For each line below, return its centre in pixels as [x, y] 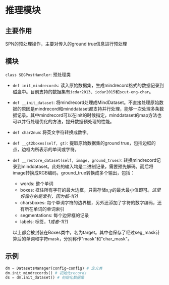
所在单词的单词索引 [44, 209]
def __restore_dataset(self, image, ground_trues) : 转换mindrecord [84, 160]
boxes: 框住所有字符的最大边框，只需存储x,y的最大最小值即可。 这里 [90, 190]
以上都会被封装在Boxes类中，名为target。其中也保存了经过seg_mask [84, 232]
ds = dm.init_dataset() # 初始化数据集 [45, 278]
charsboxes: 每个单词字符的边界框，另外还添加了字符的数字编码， [89, 202]
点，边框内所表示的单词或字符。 [46, 149]
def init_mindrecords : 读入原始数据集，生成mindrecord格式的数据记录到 [88, 85]
